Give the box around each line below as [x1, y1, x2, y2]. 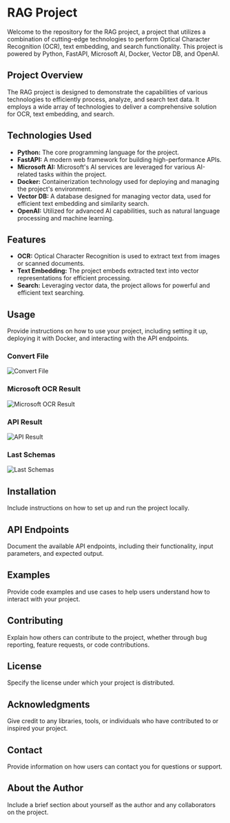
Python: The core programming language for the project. [17, 148, 180, 156]
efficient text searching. [17, 289, 85, 297]
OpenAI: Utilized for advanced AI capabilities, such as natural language [17, 207, 220, 215]
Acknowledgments [7, 698, 91, 710]
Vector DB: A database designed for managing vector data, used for [17, 191, 211, 200]
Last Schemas [7, 450, 56, 459]
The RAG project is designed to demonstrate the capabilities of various [7, 87, 208, 96]
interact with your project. [7, 594, 81, 603]
